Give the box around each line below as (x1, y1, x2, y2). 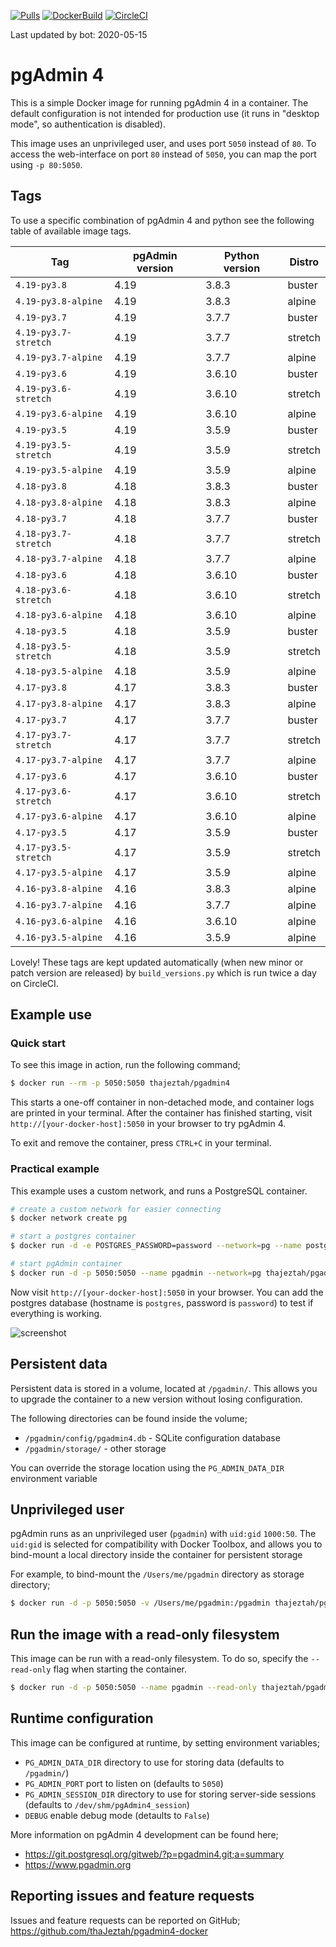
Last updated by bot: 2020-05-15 (10, 29, 148, 40)
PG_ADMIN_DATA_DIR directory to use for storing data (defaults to (24, 1756, 285, 1768)
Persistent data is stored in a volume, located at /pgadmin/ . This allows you (10, 1382, 318, 1394)
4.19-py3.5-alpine (15, 464, 103, 475)
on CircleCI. (10, 977, 59, 989)
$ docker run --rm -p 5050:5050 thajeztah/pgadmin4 (10, 1078, 230, 1089)
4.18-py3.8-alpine (15, 496, 103, 508)
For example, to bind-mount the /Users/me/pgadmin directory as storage (10, 1568, 305, 1580)
